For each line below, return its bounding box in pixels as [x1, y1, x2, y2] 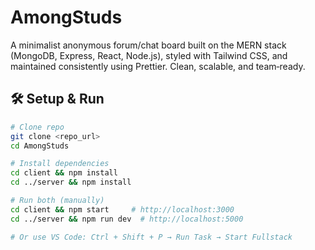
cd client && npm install [10, 168, 118, 178]
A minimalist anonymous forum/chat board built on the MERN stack [10, 39, 287, 51]
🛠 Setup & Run [10, 91, 105, 108]
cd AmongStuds [10, 141, 70, 151]
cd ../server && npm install [10, 177, 132, 188]
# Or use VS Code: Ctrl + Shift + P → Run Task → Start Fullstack [10, 232, 293, 242]
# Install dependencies [10, 159, 110, 169]
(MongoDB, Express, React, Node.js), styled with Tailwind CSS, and [10, 49, 288, 61]
